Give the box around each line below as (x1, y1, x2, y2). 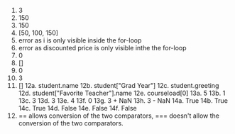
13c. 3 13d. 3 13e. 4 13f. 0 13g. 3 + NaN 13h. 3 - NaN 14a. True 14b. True (18, 96, 228, 105)
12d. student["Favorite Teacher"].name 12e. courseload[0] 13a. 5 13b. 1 (18, 89, 226, 97)
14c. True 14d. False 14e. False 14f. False (18, 104, 137, 112)
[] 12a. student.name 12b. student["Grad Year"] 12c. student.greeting (18, 82, 219, 89)
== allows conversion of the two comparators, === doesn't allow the (18, 111, 219, 120)
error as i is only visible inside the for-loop (18, 36, 142, 45)
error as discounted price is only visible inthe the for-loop (18, 44, 187, 52)
